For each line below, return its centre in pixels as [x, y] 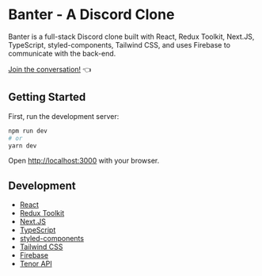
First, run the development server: [64, 116]
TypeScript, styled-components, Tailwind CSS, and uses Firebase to [120, 44]
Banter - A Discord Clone [91, 15]
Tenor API [36, 264]
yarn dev [23, 146]
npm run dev [28, 131]
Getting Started [47, 97]
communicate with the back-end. [62, 53]
